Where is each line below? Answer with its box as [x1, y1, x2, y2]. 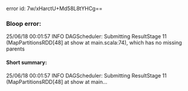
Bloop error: [6, 19, 41, 28]
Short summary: [6, 59, 47, 66]
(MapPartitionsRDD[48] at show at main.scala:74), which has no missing [6, 39, 182, 46]
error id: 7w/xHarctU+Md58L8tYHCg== [6, 5, 103, 12]
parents [6, 45, 25, 52]
